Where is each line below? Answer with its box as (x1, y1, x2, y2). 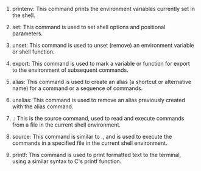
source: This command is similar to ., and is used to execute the (12, 133, 172, 140)
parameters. (12, 30, 43, 37)
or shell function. (12, 48, 55, 55)
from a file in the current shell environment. (12, 121, 121, 128)
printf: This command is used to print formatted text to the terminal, (12, 152, 182, 158)
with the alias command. (12, 103, 74, 110)
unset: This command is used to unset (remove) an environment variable (12, 42, 194, 49)
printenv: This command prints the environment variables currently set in (12, 5, 195, 12)
